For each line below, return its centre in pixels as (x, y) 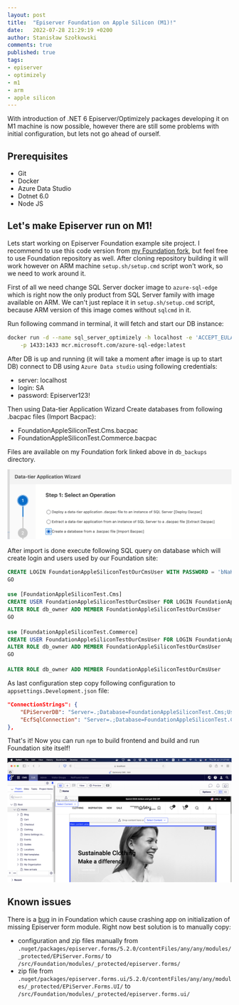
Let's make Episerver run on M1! (80, 226)
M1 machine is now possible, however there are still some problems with (113, 126)
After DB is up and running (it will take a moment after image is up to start (115, 359)
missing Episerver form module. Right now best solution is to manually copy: (119, 927)
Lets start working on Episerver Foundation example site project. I (104, 243)
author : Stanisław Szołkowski (52, 38)
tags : (15, 60)
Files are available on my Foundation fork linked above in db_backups (107, 451)
